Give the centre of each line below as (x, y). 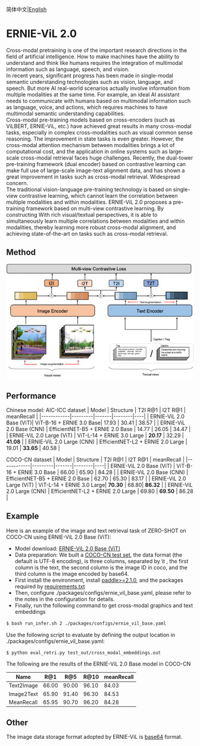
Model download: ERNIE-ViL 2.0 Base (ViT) (68, 548)
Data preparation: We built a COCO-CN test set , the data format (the (99, 555)
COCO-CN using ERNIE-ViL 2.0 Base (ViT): (59, 537)
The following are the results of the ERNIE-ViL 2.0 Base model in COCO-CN (99, 664)
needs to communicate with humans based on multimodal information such (99, 101)
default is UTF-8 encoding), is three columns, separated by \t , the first (101, 561)
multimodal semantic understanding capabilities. (65, 113)
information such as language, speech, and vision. (68, 69)
